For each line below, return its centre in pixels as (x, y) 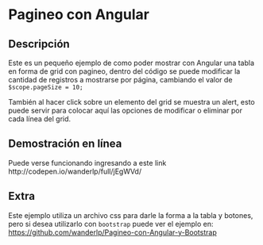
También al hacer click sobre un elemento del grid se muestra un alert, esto (132, 102)
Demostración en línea (65, 144)
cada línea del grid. (40, 119)
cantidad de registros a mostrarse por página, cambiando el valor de (120, 80)
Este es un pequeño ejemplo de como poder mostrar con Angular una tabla (131, 63)
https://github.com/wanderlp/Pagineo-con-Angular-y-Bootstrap (112, 232)
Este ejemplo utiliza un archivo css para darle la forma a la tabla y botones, (131, 215)
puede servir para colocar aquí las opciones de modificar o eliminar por (125, 110)
